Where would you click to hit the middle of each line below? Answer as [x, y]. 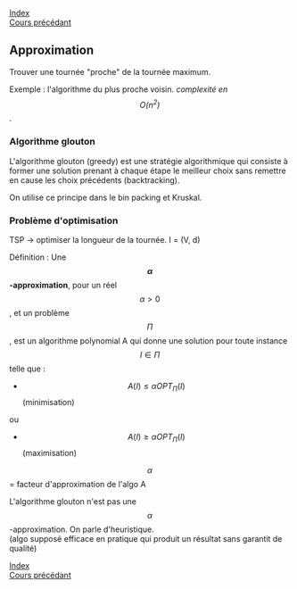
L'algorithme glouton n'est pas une [73, 501]
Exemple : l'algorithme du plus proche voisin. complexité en [119, 89]
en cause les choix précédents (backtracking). [95, 180]
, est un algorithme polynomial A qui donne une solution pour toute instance [148, 341]
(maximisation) [49, 452]
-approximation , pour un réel [63, 286]
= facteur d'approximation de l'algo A [78, 484]
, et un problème [39, 313]
